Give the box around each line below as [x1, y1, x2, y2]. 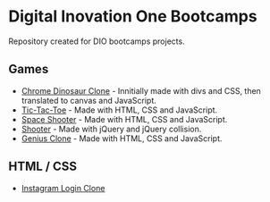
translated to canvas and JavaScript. [21, 95, 157, 105]
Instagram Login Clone [21, 182, 105, 193]
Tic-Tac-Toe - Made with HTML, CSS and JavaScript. [21, 105, 218, 115]
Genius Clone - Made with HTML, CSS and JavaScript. [21, 132, 223, 144]
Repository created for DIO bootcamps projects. [8, 36, 185, 46]
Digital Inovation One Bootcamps [8, 6, 257, 27]
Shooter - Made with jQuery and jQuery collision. [21, 123, 202, 134]
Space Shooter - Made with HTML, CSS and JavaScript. [21, 114, 228, 124]
